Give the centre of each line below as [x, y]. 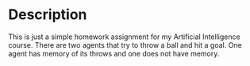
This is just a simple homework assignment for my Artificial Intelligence [124, 37]
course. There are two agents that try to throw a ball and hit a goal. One [125, 45]
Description [48, 15]
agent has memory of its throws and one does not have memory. [114, 53]
